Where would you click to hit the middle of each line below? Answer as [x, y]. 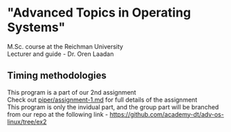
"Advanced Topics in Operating [99, 13]
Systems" [36, 27]
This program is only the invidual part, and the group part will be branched [113, 107]
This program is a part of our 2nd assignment [72, 92]
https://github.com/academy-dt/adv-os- [167, 114]
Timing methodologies [57, 76]
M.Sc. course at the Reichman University [65, 46]
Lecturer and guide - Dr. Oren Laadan [61, 54]
